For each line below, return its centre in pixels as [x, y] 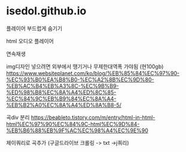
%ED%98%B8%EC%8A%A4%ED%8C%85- [61, 92]
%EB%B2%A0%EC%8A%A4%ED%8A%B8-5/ [64, 105]
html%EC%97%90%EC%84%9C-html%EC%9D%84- [73, 124]
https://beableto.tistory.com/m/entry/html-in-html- [93, 117]
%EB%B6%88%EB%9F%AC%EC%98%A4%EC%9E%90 [77, 130]
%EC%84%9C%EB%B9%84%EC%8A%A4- [61, 98]
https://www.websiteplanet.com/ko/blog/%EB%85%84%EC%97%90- [93, 73]
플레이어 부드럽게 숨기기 [34, 28]
